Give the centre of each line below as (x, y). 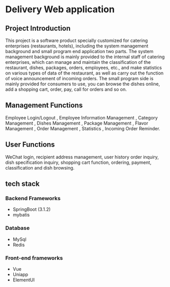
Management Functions (44, 105)
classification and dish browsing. (40, 168)
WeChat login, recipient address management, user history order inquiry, (82, 157)
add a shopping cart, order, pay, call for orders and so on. (66, 89)
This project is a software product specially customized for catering (77, 40)
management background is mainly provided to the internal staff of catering (85, 57)
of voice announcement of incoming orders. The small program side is (79, 78)
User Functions (30, 145)
